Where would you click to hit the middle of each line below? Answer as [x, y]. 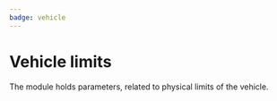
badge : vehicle [38, 17]
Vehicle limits [61, 61]
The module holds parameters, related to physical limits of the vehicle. [139, 87]
